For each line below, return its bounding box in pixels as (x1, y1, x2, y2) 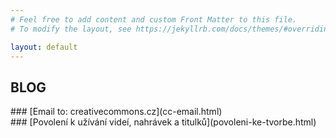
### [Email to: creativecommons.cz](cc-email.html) (10, 106, 223, 118)
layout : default (10, 42, 78, 52)
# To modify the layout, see (10, 24, 132, 34)
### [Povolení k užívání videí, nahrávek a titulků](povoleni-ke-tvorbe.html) (10, 116, 317, 128)
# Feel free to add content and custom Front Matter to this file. (10, 14, 298, 25)
